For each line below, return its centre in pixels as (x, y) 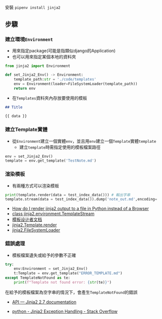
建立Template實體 (26, 130)
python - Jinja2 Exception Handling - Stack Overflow (65, 311)
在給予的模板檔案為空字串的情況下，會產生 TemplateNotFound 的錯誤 (71, 292)
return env (25, 88)
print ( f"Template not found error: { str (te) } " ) (63, 283)
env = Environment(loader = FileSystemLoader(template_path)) (76, 84)
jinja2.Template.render (34, 225)
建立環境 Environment (29, 39)
